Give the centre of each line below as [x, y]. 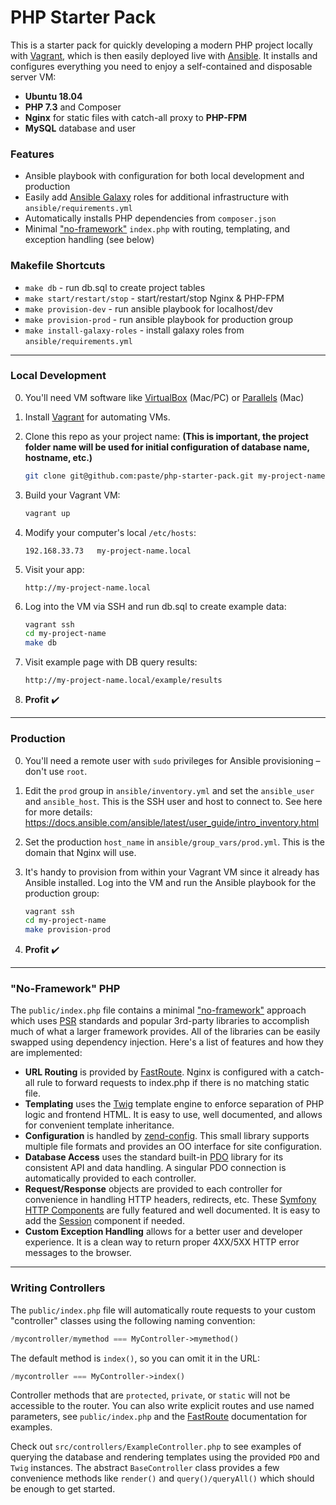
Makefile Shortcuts [58, 266]
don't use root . [56, 771]
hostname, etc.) [58, 457]
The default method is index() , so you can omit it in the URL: [135, 1358]
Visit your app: [54, 569]
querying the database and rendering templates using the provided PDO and [165, 1457]
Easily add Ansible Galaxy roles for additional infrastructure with [156, 197]
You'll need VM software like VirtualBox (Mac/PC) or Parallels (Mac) [164, 397]
